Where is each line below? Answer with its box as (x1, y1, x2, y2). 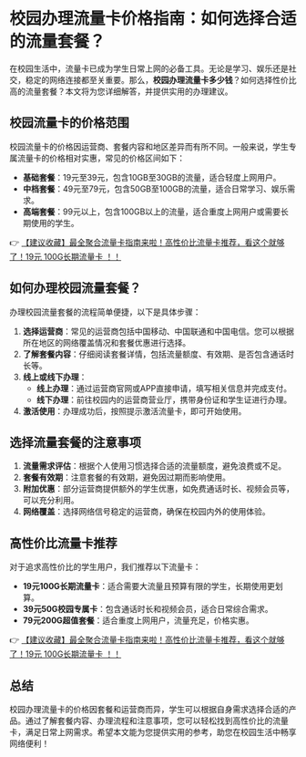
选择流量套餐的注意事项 (9, 434, 141, 450)
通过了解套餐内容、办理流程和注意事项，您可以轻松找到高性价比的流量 (25, 715, 289, 726)
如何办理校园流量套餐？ (9, 280, 141, 296)
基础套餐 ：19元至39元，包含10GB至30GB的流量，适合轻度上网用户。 (22, 171, 281, 182)
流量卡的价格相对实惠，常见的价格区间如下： (16, 152, 185, 163)
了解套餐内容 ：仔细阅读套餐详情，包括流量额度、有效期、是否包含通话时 (22, 348, 294, 359)
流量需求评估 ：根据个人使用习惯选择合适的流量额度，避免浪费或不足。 (22, 461, 287, 472)
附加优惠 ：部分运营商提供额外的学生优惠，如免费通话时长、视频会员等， (22, 483, 294, 494)
